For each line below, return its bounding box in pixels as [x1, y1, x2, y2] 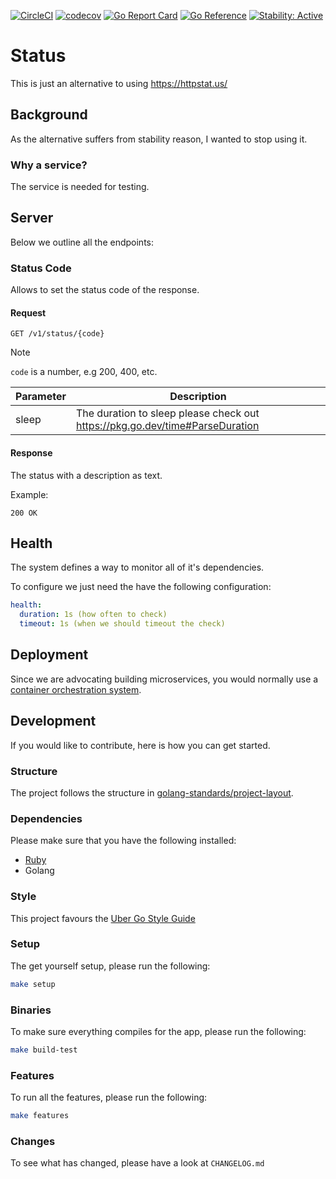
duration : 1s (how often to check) [19, 610, 168, 620]
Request [10, 306, 47, 319]
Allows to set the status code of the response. [10, 284, 200, 296]
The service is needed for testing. [10, 181, 150, 193]
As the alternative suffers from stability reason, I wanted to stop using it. [10, 133, 308, 145]
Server [10, 210, 54, 227]
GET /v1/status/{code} [10, 329, 105, 339]
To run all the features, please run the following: [10, 1091, 208, 1104]
